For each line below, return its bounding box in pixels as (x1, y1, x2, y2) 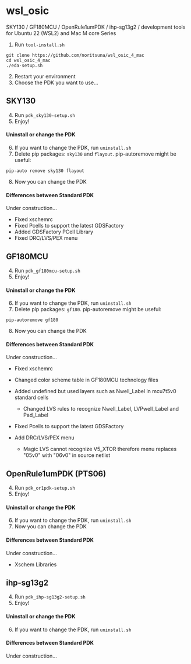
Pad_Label (23, 411, 48, 419)
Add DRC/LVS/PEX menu (14, 434, 75, 441)
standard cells (14, 394, 49, 401)
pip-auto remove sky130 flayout (6, 168, 84, 174)
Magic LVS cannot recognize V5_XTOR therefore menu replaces (23, 446, 177, 453)
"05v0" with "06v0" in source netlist (23, 452, 111, 459)
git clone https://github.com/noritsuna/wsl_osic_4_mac (6, 52, 144, 58)
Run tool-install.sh (14, 41, 65, 48)
